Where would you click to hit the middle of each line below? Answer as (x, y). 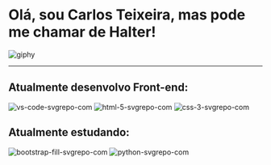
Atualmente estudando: (69, 132)
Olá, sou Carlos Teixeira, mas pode (127, 15)
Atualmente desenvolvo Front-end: (98, 88)
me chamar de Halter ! (82, 32)
